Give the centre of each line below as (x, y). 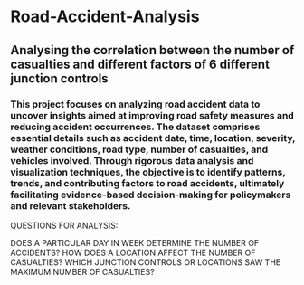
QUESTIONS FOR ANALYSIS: (64, 225)
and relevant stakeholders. (71, 205)
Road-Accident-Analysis (105, 17)
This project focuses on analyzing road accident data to (135, 104)
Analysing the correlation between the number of (152, 50)
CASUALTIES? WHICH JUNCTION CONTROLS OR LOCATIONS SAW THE (146, 262)
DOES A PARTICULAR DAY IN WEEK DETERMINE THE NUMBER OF (135, 242)
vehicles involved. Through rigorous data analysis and (132, 160)
